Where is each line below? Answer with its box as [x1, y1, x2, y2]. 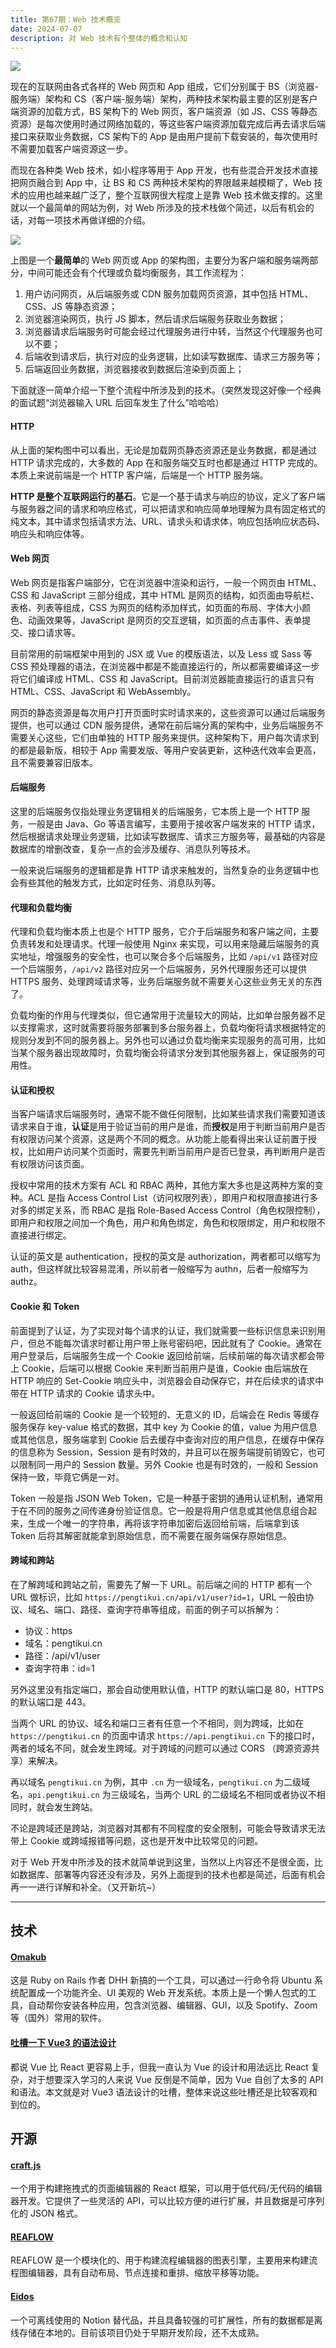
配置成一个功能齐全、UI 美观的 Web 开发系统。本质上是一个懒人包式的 [18, 1987, 308, 1999]
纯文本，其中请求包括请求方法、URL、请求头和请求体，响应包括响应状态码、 [10, 515, 326, 527]
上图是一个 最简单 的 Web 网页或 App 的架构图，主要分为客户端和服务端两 [10, 254, 310, 266]
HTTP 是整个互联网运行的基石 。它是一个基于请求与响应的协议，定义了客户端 [10, 490, 326, 502]
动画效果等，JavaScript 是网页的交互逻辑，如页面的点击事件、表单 [27, 614, 303, 626]
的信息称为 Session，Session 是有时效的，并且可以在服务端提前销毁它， [10, 1446, 308, 1458]
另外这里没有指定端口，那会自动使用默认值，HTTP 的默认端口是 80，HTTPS [10, 1683, 325, 1695]
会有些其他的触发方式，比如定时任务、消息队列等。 [10, 876, 221, 888]
